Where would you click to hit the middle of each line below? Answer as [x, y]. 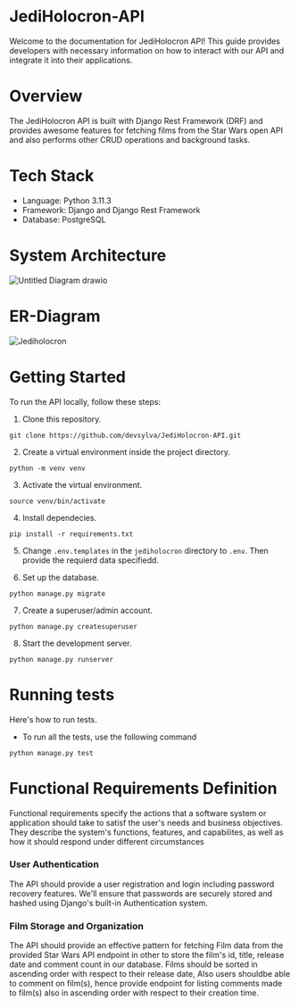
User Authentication [54, 864]
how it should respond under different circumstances [107, 841]
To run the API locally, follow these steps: [85, 401]
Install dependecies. [59, 517]
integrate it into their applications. [71, 60]
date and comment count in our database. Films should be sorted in [134, 964]
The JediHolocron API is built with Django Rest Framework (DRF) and [136, 120]
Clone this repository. [62, 419]
